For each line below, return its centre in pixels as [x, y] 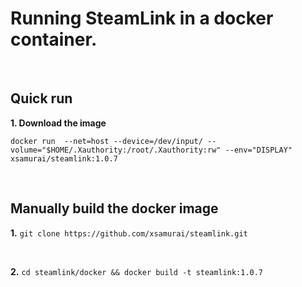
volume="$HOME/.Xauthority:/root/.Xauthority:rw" [116, 150]
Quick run [41, 98]
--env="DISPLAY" [258, 150]
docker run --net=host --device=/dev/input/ [106, 141]
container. [54, 39]
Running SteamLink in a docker [142, 18]
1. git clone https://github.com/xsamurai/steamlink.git [129, 233]
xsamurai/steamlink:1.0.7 [64, 158]
